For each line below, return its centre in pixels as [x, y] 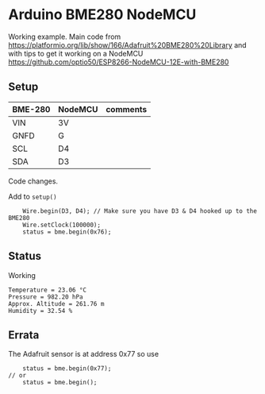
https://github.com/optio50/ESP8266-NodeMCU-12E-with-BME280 [119, 62]
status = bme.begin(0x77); [67, 369]
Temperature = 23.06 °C [48, 290]
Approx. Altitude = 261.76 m [56, 303]
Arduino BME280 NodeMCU [102, 15]
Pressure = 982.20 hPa [46, 297]
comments [127, 109]
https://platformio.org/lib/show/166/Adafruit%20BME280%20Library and [128, 44]
